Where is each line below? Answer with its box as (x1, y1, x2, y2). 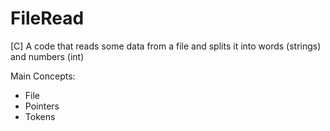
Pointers (24, 100, 60, 112)
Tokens (24, 110, 56, 122)
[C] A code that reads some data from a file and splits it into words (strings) (10, 40, 322, 52)
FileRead (10, 7, 85, 30)
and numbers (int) (10, 50, 85, 62)
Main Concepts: (10, 70, 76, 82)
